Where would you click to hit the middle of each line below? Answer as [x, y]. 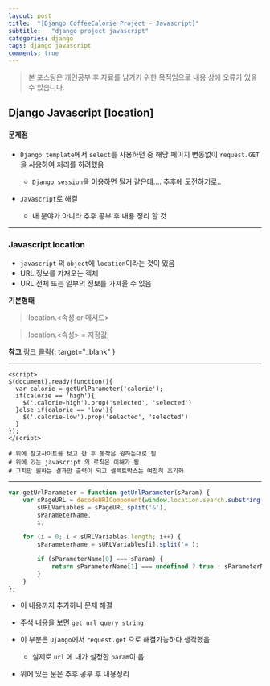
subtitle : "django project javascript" [79, 31]
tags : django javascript [50, 46]
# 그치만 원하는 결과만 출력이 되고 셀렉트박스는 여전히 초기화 [96, 471]
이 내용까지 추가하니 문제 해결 [66, 605]
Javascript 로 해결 [49, 198]
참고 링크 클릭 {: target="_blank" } [62, 351]
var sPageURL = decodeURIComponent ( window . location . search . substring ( [143, 500]
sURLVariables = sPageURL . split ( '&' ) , [102, 507]
